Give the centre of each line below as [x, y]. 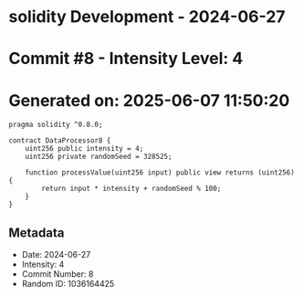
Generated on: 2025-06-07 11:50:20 [149, 100]
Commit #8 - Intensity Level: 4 [126, 59]
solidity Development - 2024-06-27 [147, 17]
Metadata [37, 233]
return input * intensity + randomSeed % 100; [131, 189]
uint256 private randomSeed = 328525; [99, 157]
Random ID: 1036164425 [68, 284]
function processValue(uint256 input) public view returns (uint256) [160, 173]
